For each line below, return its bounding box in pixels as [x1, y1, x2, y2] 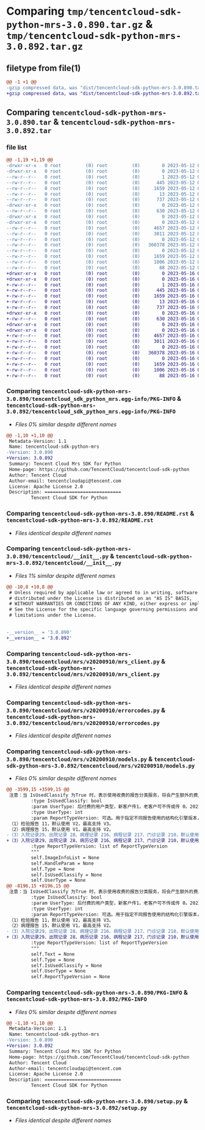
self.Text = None [31, 951, 75, 957]
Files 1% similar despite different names [15, 572, 116, 579]
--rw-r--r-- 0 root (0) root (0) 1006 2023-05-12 [6, 259, 195, 265]
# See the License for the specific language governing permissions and [9, 606, 198, 613]
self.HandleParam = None [31, 860, 95, 866]
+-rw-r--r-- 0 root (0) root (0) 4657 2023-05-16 [6, 333, 195, 339]
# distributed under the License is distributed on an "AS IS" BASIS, [9, 595, 192, 602]
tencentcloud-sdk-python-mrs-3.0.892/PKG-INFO [6, 996, 148, 1003]
